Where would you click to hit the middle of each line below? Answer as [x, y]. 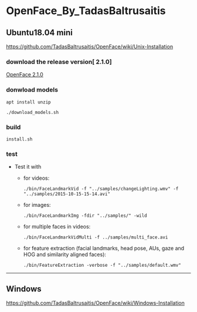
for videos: [36, 178]
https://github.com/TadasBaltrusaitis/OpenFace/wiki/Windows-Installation [95, 303]
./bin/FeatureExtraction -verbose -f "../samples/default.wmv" [102, 266]
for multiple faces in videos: [57, 227]
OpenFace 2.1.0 [25, 75]
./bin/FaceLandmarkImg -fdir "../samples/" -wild [85, 216]
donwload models [32, 90]
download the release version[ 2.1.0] [59, 62]
